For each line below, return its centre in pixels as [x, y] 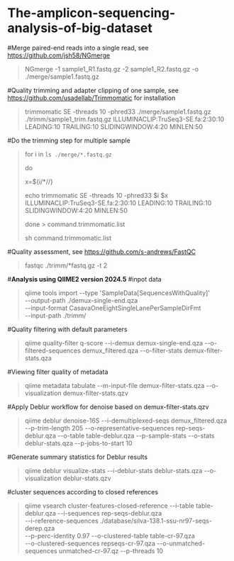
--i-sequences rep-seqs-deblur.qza [110, 513]
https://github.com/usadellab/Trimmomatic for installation [91, 98]
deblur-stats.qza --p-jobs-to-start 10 [78, 443]
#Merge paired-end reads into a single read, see [78, 48]
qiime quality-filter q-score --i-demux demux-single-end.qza [114, 343]
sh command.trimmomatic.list [68, 238]
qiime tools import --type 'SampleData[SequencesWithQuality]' [117, 293]
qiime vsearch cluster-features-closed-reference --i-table [110, 506]
